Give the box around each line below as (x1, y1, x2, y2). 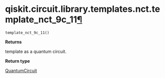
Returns (5, 39, 22, 45)
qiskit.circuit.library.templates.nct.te (5, 3, 160, 15)
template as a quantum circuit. (5, 48, 66, 54)
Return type (5, 58, 31, 64)
